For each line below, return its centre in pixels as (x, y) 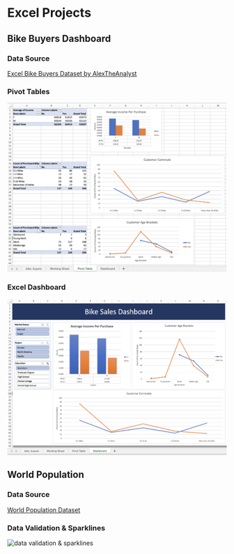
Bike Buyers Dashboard (59, 39)
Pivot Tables (29, 91)
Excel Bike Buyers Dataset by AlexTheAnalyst (72, 73)
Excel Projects (49, 13)
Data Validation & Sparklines (56, 528)
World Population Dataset (44, 509)
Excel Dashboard (37, 287)
